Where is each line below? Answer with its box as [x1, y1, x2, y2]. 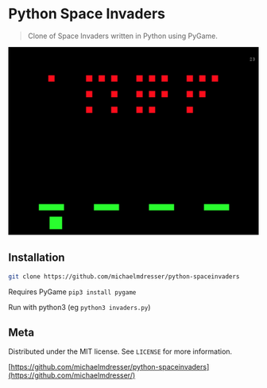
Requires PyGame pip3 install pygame [8, 287, 137, 297]
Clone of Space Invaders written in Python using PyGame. [27, 31, 219, 41]
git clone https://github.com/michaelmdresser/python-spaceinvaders [8, 273, 240, 281]
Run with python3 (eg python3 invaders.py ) [8, 303, 151, 312]
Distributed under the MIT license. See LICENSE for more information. [8, 347, 233, 356]
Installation [8, 250, 65, 264]
